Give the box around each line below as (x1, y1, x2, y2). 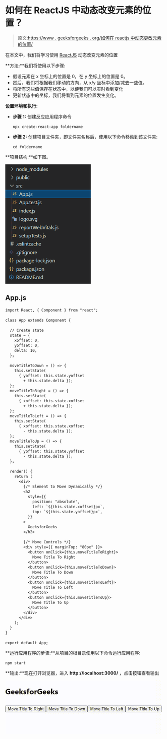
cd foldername (12, 144, 42, 149)
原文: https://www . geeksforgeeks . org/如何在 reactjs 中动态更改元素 (17, 35, 162, 41)
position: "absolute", (32, 499, 80, 504)
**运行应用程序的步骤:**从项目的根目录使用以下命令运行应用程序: (5, 650, 141, 656)
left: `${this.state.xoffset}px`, (32, 504, 105, 509)
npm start (5, 660, 26, 665)
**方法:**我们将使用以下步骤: (5, 63, 66, 69)
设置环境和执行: (5, 103, 38, 109)
